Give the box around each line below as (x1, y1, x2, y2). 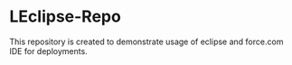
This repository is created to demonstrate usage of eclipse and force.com (9, 36, 284, 47)
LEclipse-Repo (9, 6, 122, 27)
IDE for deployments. (9, 45, 88, 56)
